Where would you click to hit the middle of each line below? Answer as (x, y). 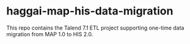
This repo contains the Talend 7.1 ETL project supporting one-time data (95, 28)
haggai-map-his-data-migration (90, 11)
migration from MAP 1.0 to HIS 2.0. (50, 34)
